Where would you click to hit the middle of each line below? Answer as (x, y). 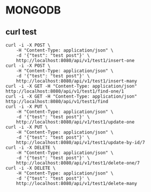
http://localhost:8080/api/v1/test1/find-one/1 (65, 91)
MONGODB (33, 10)
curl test (21, 32)
